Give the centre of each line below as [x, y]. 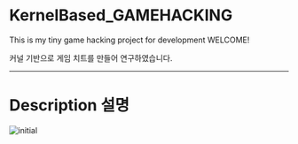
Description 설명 [70, 106]
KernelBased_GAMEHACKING [121, 15]
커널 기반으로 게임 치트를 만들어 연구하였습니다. [91, 57]
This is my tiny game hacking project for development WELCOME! [129, 40]
